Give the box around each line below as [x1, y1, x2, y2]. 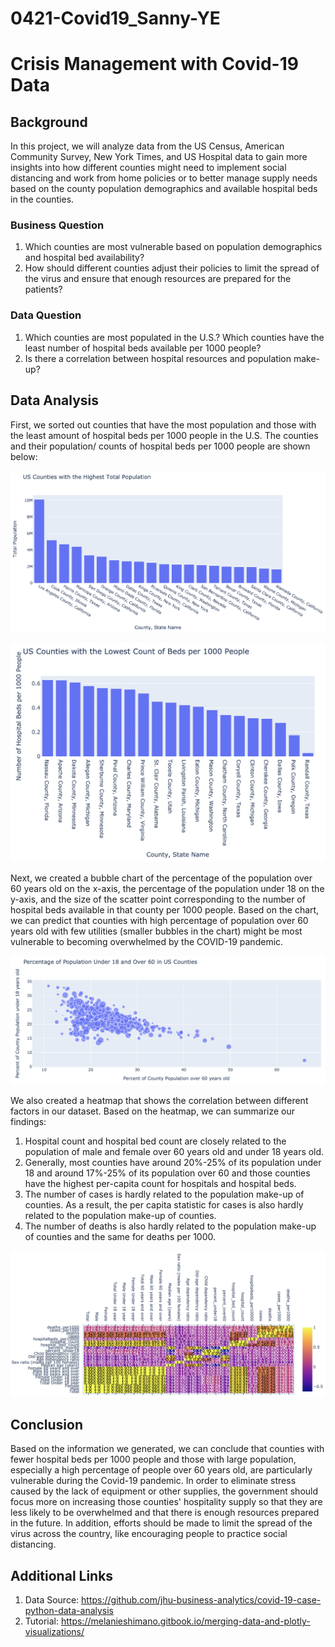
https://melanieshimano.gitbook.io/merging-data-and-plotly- [60, 1615, 311, 1627]
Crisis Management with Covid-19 [10, 53, 299, 76]
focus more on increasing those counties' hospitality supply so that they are [10, 1496, 323, 1508]
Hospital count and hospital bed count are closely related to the [24, 1135, 287, 1147]
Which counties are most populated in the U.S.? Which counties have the [24, 331, 325, 343]
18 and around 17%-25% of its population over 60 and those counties [24, 1167, 311, 1179]
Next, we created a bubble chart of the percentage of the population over [10, 872, 313, 884]
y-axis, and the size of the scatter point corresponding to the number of [10, 893, 306, 906]
